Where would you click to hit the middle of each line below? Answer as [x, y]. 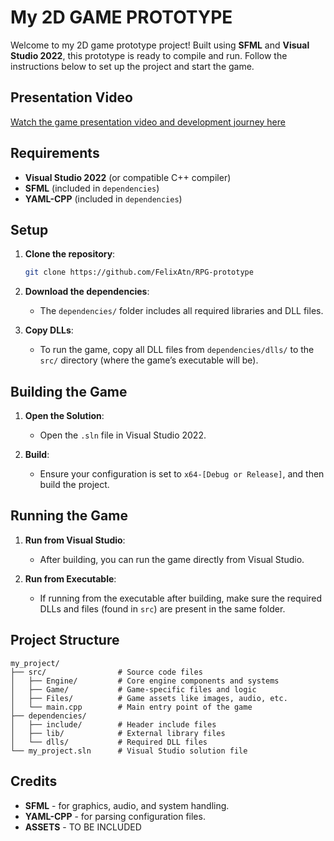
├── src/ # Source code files [106, 672]
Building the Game [69, 391]
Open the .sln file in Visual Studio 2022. [123, 435]
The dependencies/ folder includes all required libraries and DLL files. [181, 311]
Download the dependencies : [87, 292]
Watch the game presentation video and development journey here [148, 122]
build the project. [74, 485]
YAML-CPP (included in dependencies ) [103, 198]
